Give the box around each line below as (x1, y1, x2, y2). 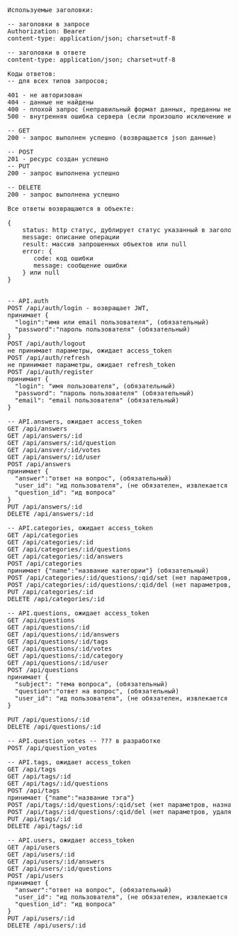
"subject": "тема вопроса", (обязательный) (14, 681, 169, 688)
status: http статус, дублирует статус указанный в (22, 226, 205, 233)
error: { (22, 248, 53, 255)
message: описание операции (22, 233, 120, 241)
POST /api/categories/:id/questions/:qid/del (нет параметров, (7, 581, 232, 588)
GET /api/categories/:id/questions (7, 546, 131, 553)
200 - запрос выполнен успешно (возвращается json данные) (7, 134, 217, 141)
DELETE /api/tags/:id (7, 822, 83, 830)
